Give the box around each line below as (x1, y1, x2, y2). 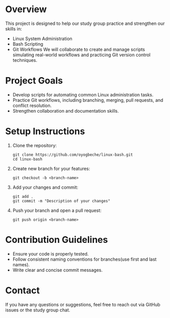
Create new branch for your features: (12, 165, 90, 171)
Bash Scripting (12, 41, 44, 47)
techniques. (12, 57, 37, 63)
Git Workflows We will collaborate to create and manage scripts (12, 46, 145, 52)
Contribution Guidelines (5, 234, 108, 245)
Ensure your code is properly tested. (12, 251, 89, 257)
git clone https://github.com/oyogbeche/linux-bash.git (12, 152, 133, 157)
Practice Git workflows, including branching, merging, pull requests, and (12, 97, 163, 103)
